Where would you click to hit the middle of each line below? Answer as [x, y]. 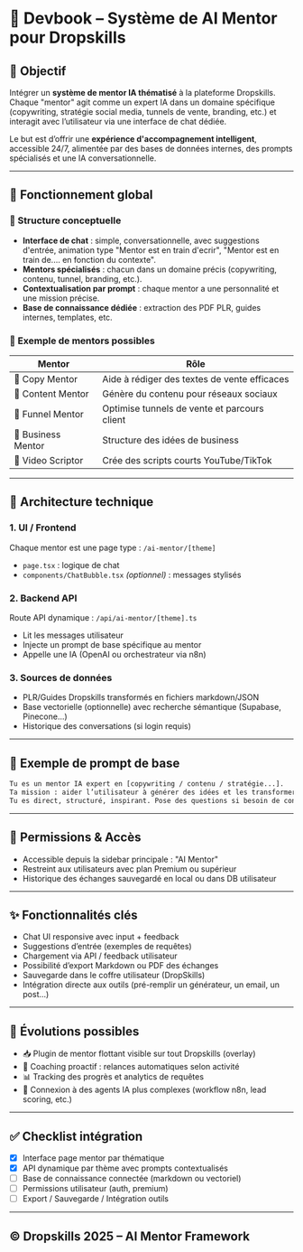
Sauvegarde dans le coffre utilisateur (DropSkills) [114, 976]
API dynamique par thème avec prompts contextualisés [125, 1168]
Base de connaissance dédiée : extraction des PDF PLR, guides [142, 307]
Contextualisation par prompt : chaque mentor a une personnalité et [151, 288]
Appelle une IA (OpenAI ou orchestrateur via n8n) [114, 654]
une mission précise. [61, 298]
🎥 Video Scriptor [49, 460]
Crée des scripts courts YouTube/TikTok [187, 460]
